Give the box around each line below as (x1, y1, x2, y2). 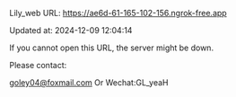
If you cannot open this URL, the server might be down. (9, 42, 214, 53)
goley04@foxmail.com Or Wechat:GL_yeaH (9, 77, 169, 88)
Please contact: (9, 60, 67, 70)
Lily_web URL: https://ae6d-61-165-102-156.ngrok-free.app (9, 8, 227, 18)
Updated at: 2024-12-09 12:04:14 (9, 25, 133, 35)
